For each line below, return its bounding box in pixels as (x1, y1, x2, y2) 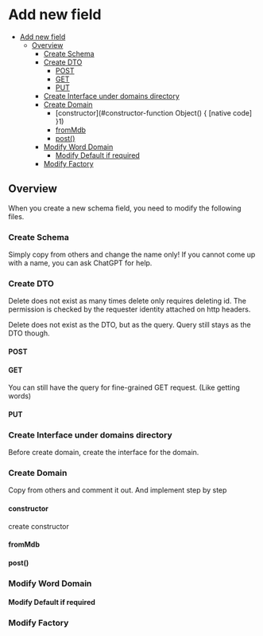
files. (8, 211, 25, 221)
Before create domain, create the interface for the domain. (8, 448, 199, 457)
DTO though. (8, 328, 50, 338)
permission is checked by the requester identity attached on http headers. (8, 304, 251, 314)
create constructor (8, 521, 70, 531)
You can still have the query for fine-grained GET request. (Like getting (8, 383, 241, 392)
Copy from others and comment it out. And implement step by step (8, 485, 227, 495)
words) (8, 391, 32, 401)
